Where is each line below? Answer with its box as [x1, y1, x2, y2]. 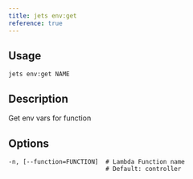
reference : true [8, 19, 63, 27]
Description [8, 92, 68, 105]
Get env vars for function [8, 113, 92, 123]
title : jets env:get [8, 11, 78, 20]
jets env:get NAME [8, 70, 70, 79]
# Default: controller [105, 165, 182, 173]
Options [8, 136, 50, 150]
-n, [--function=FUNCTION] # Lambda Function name [8, 157, 185, 165]
